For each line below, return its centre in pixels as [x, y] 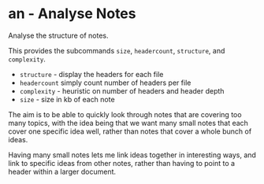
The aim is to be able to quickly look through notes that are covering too [125, 114]
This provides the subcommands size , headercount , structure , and [117, 50]
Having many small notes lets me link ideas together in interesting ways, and [132, 155]
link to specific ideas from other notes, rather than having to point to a [121, 163]
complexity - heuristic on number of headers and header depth [122, 90]
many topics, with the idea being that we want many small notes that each [128, 123]
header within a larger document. [62, 171]
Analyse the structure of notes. [58, 35]
